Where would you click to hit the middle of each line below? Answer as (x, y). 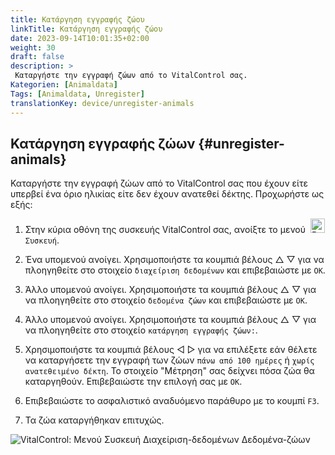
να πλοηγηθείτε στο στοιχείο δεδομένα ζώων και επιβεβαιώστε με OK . (166, 300)
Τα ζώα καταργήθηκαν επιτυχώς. (94, 420)
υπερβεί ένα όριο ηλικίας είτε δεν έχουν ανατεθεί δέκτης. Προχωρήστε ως (167, 194)
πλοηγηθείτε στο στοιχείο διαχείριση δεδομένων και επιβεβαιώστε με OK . (175, 270)
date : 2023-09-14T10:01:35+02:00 (80, 38)
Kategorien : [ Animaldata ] (64, 85)
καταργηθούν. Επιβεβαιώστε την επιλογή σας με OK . (133, 382)
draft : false (37, 57)
